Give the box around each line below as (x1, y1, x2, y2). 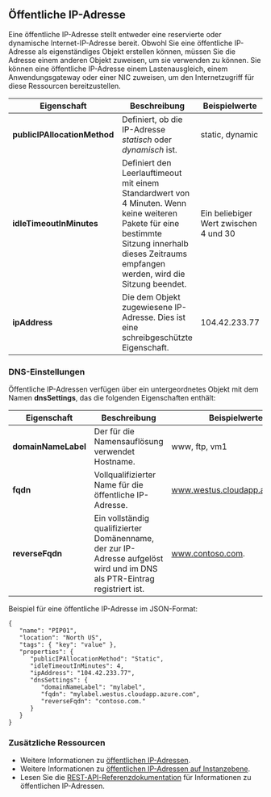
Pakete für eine (122, 217, 180, 229)
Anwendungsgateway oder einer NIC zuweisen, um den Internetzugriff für (8, 72, 255, 82)
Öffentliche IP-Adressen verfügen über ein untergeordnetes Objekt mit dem (8, 384, 260, 394)
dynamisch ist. (122, 144, 177, 155)
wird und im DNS (94, 563, 158, 574)
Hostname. (94, 456, 135, 468)
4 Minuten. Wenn (122, 197, 187, 208)
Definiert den (122, 157, 172, 168)
